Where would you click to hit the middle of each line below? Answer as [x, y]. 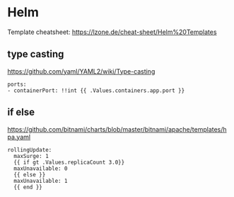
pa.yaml [19, 137]
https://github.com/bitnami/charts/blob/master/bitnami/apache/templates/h [117, 129]
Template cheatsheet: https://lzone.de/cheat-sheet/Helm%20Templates [112, 32]
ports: [17, 84]
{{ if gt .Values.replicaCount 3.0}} [69, 162]
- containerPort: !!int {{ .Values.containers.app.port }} [96, 90]
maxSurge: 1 [31, 156]
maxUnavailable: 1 [41, 181]
